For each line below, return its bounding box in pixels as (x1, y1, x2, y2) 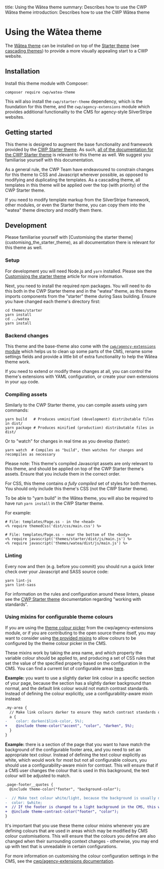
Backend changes (5, 332, 49, 339)
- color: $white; (5, 800, 42, 805)
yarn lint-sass (5, 582, 36, 587)
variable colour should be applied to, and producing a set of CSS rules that (5, 655, 155, 661)
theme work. (5, 359, 31, 365)
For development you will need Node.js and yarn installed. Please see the (5, 268, 152, 274)
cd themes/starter (5, 308, 42, 313)
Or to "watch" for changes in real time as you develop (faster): (5, 438, 130, 444)
